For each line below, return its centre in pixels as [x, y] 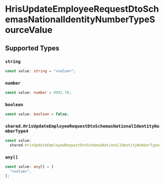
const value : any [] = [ [29, 167]
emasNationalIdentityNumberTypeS [80, 19]
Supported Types [32, 48]
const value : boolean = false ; [37, 114]
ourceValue [29, 30]
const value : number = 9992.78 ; [38, 93]
